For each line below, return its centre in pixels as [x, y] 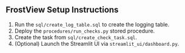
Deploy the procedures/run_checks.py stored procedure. [85, 31]
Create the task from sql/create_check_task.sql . [76, 37]
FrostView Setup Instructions [62, 10]
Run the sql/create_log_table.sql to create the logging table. [92, 24]
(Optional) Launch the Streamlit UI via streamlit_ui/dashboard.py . [97, 43]
